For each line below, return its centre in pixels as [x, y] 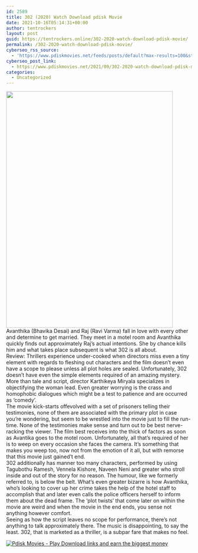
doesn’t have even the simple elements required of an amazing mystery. [93, 375]
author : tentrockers [32, 28]
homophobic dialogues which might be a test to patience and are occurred [97, 394]
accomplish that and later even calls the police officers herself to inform [93, 494]
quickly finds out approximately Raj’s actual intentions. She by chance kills [96, 344]
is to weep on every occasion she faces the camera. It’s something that [93, 444]
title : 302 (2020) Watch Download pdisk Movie [64, 17]
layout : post [22, 34]
